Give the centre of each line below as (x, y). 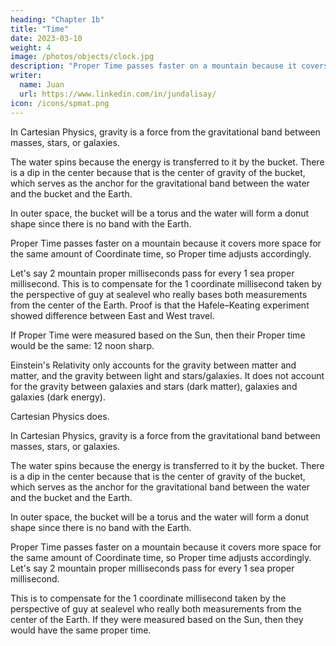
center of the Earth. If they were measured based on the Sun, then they (157, 619)
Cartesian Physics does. (60, 416)
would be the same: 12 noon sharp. (82, 345)
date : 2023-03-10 (46, 38)
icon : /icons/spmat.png (60, 103)
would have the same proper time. (81, 630)
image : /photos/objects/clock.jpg (82, 57)
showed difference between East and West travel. (112, 315)
